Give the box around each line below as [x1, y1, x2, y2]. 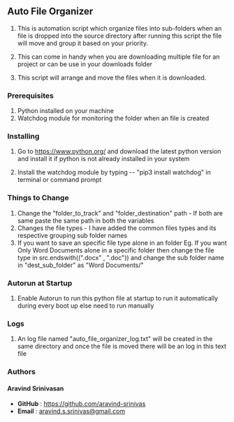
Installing [7, 132, 40, 142]
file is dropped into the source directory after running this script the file [17, 31, 222, 40]
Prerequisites [7, 91, 54, 100]
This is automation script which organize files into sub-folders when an [17, 24, 222, 32]
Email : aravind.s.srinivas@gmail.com [17, 407, 126, 416]
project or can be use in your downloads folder [17, 59, 152, 68]
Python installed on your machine [17, 107, 114, 115]
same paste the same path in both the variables [17, 216, 155, 225]
